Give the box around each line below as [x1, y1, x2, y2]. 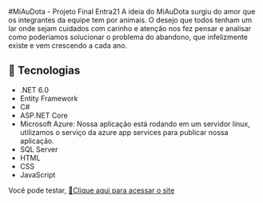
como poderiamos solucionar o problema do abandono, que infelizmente [8, 32, 249, 42]
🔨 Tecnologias [8, 64, 81, 78]
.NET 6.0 [19, 85, 50, 94]
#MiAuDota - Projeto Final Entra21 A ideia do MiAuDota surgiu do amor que [8, 7, 256, 16]
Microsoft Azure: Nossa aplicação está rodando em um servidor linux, [19, 119, 250, 129]
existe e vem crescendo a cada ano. [8, 41, 128, 50]
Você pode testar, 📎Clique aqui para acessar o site [8, 185, 175, 195]
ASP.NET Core [19, 110, 68, 120]
